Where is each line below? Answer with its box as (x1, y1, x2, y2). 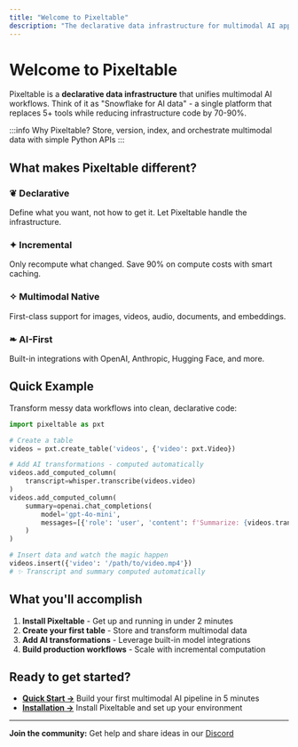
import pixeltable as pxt (9, 420, 105, 429)
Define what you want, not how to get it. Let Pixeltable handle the (9, 207, 247, 218)
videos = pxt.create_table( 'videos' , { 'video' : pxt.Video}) (9, 444, 237, 454)
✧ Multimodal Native (9, 291, 100, 303)
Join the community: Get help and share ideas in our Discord (9, 728, 234, 739)
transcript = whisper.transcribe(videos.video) (25, 477, 197, 486)
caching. (9, 269, 42, 279)
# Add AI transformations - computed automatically (9, 460, 204, 470)
